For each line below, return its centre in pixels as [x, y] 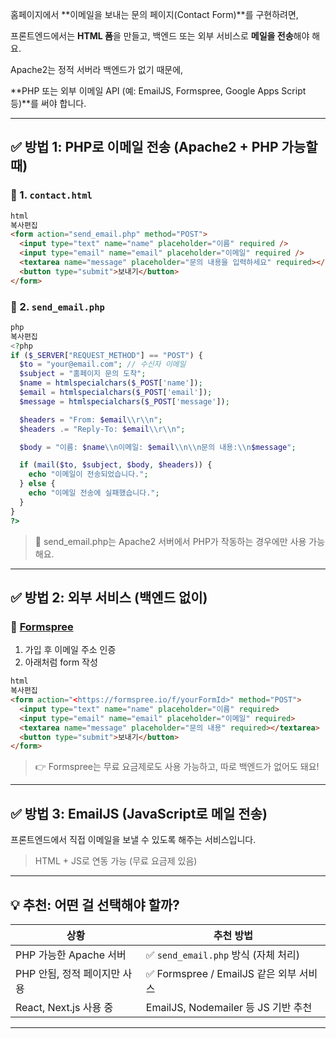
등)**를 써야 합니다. [48, 103]
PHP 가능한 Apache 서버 [71, 955]
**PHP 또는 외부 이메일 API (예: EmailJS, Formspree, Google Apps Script [158, 91]
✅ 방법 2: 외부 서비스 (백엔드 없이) [109, 597]
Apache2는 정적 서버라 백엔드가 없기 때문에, [97, 69]
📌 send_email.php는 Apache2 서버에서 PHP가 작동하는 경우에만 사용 [170, 541]
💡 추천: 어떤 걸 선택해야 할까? [95, 904]
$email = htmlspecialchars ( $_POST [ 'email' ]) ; [116, 393]
